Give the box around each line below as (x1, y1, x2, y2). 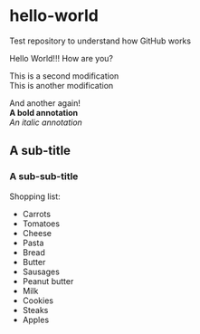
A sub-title (9, 143, 71, 158)
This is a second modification (9, 70, 119, 81)
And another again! (9, 97, 81, 109)
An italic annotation (9, 117, 83, 128)
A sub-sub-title (9, 170, 79, 183)
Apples (22, 314, 50, 325)
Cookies (22, 295, 54, 306)
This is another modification (9, 80, 114, 91)
